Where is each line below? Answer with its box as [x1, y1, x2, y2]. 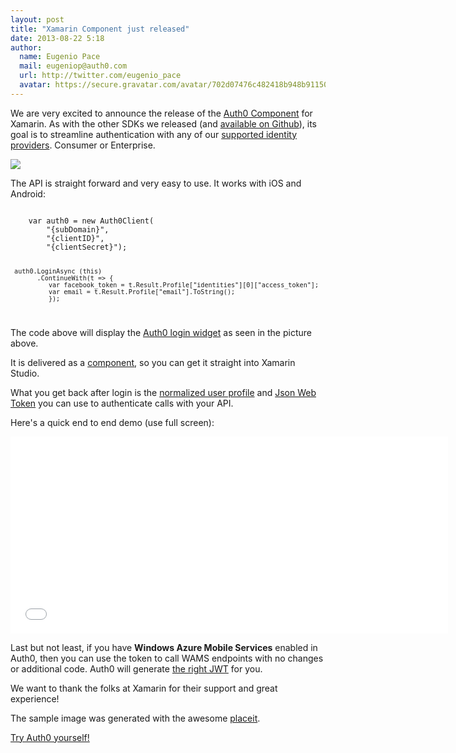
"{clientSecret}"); [46, 242, 128, 252]
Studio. [10, 367, 40, 379]
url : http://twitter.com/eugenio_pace [19, 71, 182, 81]
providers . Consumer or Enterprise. [10, 139, 156, 151]
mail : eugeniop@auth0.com [19, 61, 128, 71]
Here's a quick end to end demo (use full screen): [10, 416, 215, 428]
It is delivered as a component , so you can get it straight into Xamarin [10, 356, 296, 368]
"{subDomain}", [46, 224, 110, 235]
